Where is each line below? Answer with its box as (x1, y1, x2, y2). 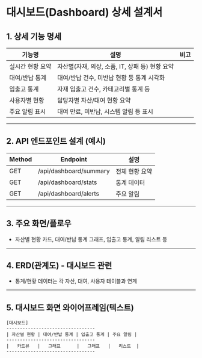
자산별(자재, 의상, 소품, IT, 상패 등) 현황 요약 (57, 63, 174, 70)
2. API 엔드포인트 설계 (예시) (6, 136, 106, 146)
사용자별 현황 (9, 96, 44, 104)
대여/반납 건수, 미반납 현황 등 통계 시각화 (57, 73, 165, 82)
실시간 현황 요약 (9, 63, 52, 70)
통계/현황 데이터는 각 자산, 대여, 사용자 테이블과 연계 (14, 277, 137, 285)
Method (9, 155, 32, 163)
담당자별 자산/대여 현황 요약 (57, 96, 131, 104)
